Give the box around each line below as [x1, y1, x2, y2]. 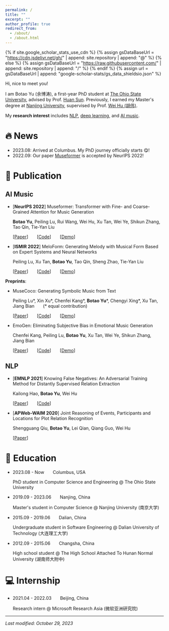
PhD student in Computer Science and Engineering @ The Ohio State [12, 479, 156, 485]
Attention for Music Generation [30, 208, 94, 215]
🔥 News [5, 130, 39, 142]
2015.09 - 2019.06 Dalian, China [12, 514, 87, 520]
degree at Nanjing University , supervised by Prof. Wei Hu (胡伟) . [5, 102, 138, 108]
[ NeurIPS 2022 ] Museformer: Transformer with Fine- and [12, 203, 132, 209]
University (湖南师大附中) [12, 556, 65, 562]
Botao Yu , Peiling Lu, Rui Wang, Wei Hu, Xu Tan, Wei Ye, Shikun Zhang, [12, 219, 160, 225]
